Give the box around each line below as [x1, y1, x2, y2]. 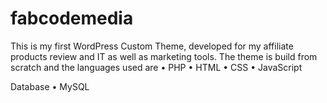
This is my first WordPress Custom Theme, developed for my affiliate [10, 40, 294, 52]
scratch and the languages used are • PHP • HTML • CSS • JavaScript [10, 61, 303, 73]
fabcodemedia [10, 7, 134, 30]
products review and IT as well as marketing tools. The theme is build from [10, 50, 318, 62]
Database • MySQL [10, 80, 90, 92]
